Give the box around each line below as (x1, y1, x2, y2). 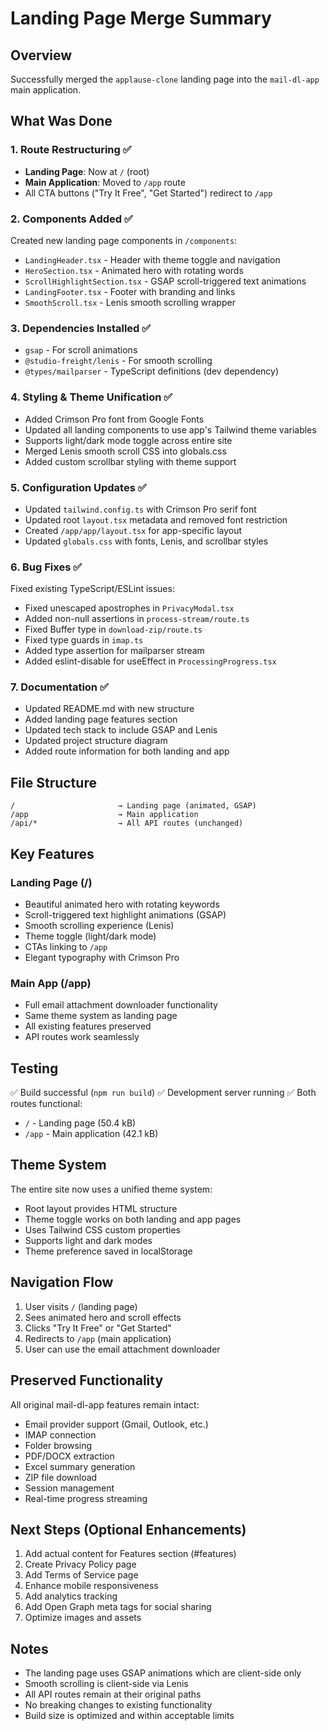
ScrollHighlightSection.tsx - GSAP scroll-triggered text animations (24, 275, 307, 287)
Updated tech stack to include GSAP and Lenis (24, 724, 218, 736)
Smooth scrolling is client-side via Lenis (24, 1678, 189, 1690)
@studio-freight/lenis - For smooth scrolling (24, 355, 213, 367)
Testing (10, 1060, 59, 1077)
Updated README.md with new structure (24, 703, 195, 715)
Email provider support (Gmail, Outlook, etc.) (24, 1418, 209, 1430)
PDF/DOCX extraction (24, 1450, 115, 1462)
